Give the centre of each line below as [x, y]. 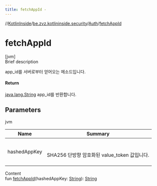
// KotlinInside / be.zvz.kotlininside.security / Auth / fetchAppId [63, 23]
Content [13, 173]
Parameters [23, 110]
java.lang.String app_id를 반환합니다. [41, 94]
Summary [98, 134]
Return [12, 83]
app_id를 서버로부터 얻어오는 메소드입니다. [45, 71]
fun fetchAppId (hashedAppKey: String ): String [51, 178]
